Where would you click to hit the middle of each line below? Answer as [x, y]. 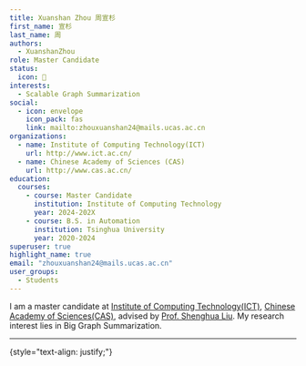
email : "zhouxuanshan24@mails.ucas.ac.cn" [91, 264]
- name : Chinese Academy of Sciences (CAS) [101, 162]
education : [30, 178]
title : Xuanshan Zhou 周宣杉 [63, 18]
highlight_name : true [51, 255]
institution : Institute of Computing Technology [127, 204]
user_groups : [34, 272]
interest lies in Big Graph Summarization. [86, 325]
